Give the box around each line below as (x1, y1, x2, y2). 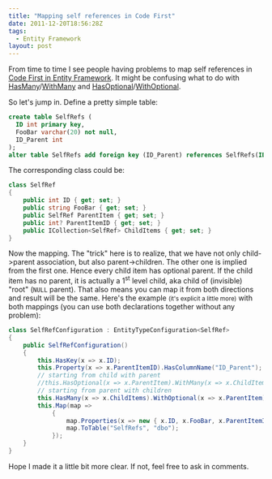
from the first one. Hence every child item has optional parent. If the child (8, 265, 253, 276)
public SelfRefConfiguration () (23, 341, 129, 349)
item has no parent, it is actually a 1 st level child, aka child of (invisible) (8, 274, 243, 286)
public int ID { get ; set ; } (23, 196, 121, 205)
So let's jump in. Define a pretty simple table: (8, 97, 158, 107)
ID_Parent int (15, 136, 63, 144)
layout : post (8, 42, 53, 50)
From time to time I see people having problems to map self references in (8, 64, 253, 74)
